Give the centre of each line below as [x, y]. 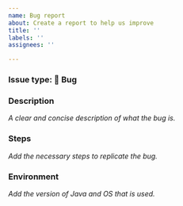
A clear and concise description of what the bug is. [92, 118]
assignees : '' [32, 45]
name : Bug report [37, 15]
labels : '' [26, 38]
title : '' [25, 30]
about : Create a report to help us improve [81, 23]
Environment [34, 177]
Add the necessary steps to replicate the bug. [83, 156]
